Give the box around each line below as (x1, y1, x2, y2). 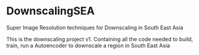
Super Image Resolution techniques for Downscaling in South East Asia (6, 24, 183, 31)
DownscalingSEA (6, 4, 95, 18)
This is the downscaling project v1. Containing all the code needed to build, (6, 35, 194, 42)
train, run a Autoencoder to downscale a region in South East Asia (6, 42, 171, 49)
